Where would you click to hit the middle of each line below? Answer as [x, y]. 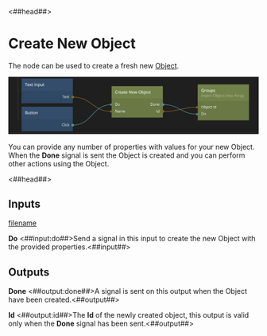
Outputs [29, 272]
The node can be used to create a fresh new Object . [94, 65]
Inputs [25, 204]
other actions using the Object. [59, 163]
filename [23, 223]
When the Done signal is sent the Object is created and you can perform [127, 155]
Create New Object [72, 44]
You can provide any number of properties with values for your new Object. [132, 147]
